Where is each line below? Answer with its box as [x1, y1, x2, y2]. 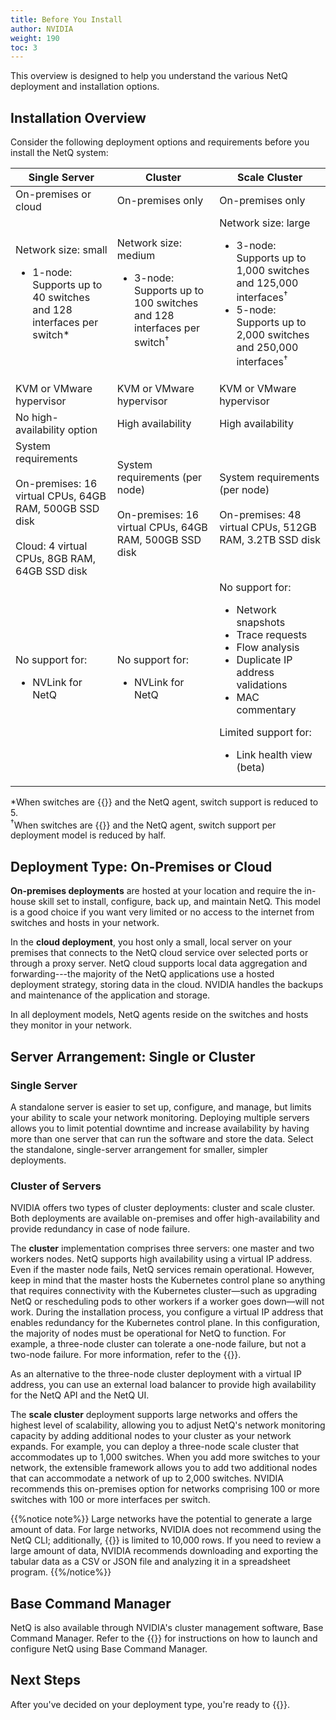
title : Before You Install [10, 14, 123, 25]
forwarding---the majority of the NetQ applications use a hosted [10, 968, 275, 980]
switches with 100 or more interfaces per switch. [10, 1494, 211, 1506]
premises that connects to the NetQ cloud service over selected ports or [10, 947, 309, 959]
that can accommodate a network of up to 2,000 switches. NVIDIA [10, 1472, 285, 1485]
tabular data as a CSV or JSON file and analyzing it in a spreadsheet [10, 1556, 291, 1568]
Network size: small [15, 243, 108, 257]
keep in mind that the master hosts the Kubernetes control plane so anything [10, 1274, 326, 1286]
